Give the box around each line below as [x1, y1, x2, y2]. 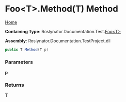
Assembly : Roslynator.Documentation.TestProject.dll [5, 38, 110, 44]
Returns [5, 82, 24, 89]
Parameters [5, 59, 33, 65]
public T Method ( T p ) [5, 47, 49, 52]
